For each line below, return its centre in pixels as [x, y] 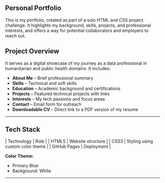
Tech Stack [23, 129]
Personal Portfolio [33, 8]
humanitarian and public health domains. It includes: [58, 68]
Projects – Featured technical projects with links [61, 94]
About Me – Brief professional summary [53, 78]
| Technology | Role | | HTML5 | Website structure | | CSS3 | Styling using [79, 141]
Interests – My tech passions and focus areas [58, 99]
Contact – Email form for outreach [47, 104]
